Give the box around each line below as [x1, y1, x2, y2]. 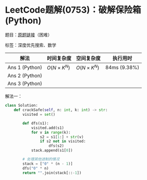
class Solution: [5, 103, 38, 108]
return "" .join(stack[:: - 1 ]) [22, 170, 82, 175]
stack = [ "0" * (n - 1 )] [22, 161, 73, 166]
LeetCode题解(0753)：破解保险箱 [5, 4, 141, 16]
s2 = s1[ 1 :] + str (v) [39, 134, 84, 139]
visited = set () [22, 112, 55, 117]
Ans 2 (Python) [7, 72, 42, 79]
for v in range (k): [31, 130, 71, 135]
